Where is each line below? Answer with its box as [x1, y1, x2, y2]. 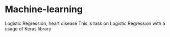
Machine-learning [5, 4, 83, 15]
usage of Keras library [5, 25, 52, 31]
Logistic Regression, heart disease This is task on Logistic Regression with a [5, 20, 165, 26]
